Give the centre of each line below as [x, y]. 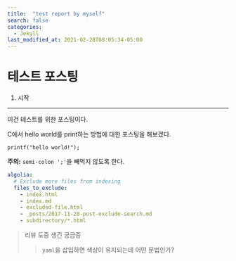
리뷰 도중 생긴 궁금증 [53, 235]
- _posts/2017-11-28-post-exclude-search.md [86, 214]
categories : [25, 27]
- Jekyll [26, 33]
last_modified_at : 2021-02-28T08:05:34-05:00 [75, 40]
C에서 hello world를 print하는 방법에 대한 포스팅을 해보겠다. [89, 134]
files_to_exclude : [41, 188]
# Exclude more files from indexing [67, 181]
